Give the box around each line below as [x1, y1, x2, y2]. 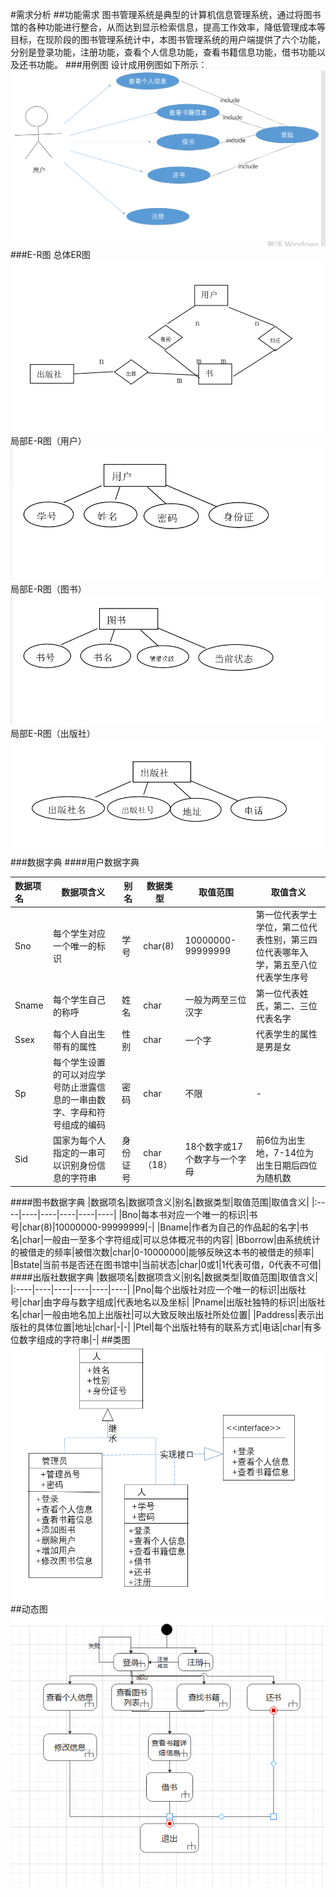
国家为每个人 [53, 1134, 107, 1147]
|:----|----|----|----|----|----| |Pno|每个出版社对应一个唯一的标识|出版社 [10, 1283, 307, 1295]
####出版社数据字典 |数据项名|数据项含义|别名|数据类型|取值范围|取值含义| [10, 1271, 318, 1283]
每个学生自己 [53, 993, 107, 1005]
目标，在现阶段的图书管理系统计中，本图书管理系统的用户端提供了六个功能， [10, 34, 326, 45]
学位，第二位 [255, 921, 309, 933]
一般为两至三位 [184, 993, 247, 1005]
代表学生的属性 [255, 1028, 318, 1040]
